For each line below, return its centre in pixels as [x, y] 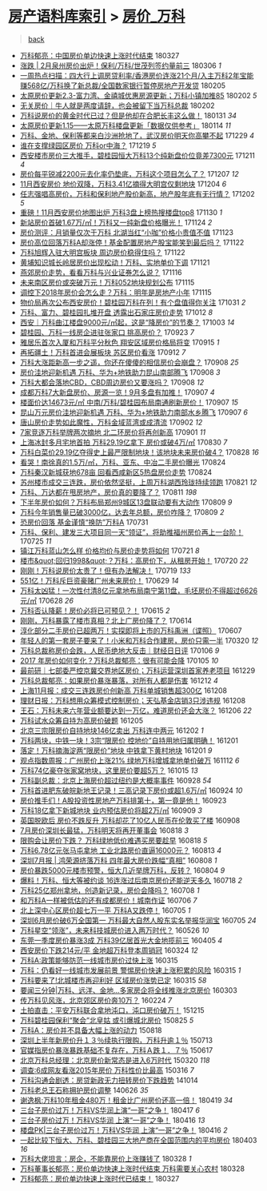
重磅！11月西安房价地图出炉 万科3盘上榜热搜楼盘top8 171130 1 [121, 212]
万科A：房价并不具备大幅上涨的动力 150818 [91, 1030]
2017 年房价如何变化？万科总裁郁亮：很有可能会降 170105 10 [119, 660]
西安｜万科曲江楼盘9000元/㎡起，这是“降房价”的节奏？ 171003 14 [127, 322]
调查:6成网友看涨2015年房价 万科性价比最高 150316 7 [107, 1070]
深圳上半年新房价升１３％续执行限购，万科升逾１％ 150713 [116, 1040]
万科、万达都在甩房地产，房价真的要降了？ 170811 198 [108, 492]
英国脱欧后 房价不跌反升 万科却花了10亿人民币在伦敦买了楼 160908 [130, 820]
